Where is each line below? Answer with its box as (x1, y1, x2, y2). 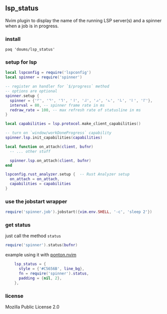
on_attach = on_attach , (10, 176, 60, 182)
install (5, 35, 21, 42)
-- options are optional (5, 88, 58, 94)
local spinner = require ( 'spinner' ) (5, 75, 82, 80)
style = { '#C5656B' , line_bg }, (18, 266, 85, 272)
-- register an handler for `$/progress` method (5, 84, 109, 89)
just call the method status (5, 233, 62, 239)
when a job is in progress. (5, 23, 59, 29)
